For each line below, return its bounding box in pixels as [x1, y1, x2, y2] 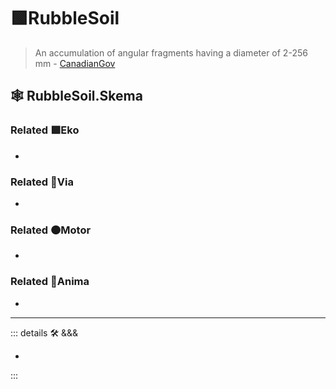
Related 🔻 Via [10, 175, 74, 189]
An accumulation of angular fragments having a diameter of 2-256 [34, 46, 308, 59]
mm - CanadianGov [34, 57, 116, 69]
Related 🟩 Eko [10, 123, 80, 137]
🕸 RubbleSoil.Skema [10, 88, 143, 105]
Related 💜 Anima [10, 275, 90, 289]
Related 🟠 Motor [10, 223, 92, 237]
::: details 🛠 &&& [10, 326, 79, 339]
